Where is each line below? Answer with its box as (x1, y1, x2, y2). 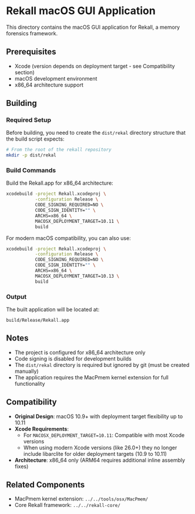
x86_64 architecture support (14, 81, 84, 88)
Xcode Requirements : (14, 425, 69, 432)
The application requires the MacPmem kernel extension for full (14, 373, 169, 381)
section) (14, 69, 35, 76)
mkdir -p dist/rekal (6, 152, 57, 158)
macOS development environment (14, 75, 97, 82)
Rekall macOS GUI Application (6, 4, 156, 18)
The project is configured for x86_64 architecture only (14, 349, 146, 356)
